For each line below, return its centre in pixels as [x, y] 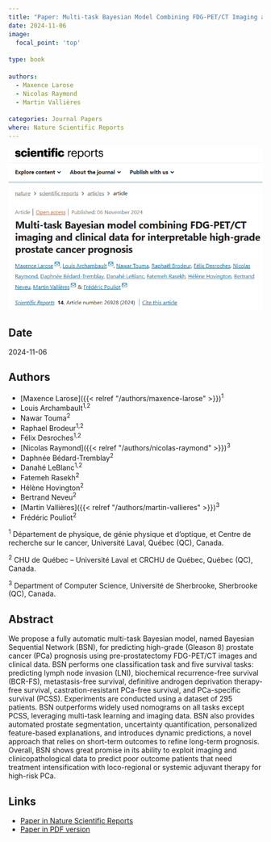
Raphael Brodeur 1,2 [52, 427]
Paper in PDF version [55, 829]
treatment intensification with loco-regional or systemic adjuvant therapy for [135, 768]
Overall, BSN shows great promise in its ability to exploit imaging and [123, 750]
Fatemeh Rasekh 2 [50, 477]
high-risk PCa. [32, 776]
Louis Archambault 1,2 [55, 408]
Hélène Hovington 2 [52, 487]
